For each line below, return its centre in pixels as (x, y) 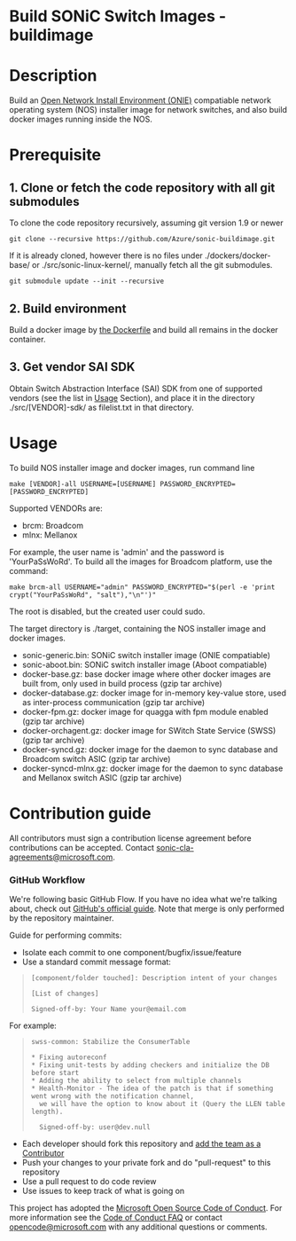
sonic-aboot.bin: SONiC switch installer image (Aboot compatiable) (144, 664)
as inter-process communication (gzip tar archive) (113, 702)
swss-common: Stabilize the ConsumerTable (110, 1041)
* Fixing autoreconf (69, 1057)
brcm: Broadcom (53, 525)
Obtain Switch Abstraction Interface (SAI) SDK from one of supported (136, 389)
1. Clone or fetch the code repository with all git (142, 188)
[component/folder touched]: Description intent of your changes (154, 978)
